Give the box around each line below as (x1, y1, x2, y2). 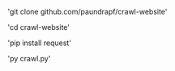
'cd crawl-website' (7, 23, 70, 31)
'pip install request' (7, 38, 72, 48)
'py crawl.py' (7, 54, 51, 63)
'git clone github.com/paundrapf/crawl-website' (7, 7, 168, 16)
